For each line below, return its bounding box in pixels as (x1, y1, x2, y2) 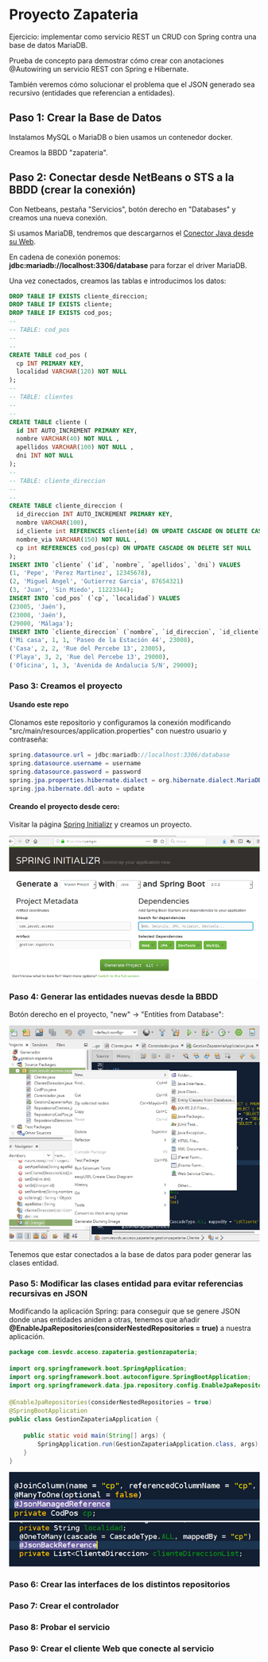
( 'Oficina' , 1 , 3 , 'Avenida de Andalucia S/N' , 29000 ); (9, 662, 198, 670)
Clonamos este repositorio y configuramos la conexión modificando (9, 718, 231, 727)
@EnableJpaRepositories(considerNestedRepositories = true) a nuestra (9, 1323, 251, 1333)
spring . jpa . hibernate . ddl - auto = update (9, 784, 146, 792)
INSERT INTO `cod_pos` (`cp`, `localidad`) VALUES (9, 594, 181, 602)
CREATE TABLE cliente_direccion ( (9, 502, 124, 510)
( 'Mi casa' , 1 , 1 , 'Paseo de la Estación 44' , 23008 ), (9, 636, 195, 644)
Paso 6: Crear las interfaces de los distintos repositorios (9, 1579, 231, 1590)
